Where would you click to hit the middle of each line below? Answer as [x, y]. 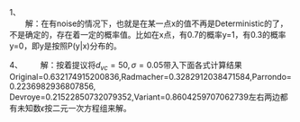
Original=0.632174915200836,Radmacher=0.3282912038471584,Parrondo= [151, 76]
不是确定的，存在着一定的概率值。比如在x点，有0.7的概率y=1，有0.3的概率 [148, 35]
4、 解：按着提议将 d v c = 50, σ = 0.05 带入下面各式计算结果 [126, 66]
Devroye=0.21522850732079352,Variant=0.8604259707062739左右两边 [145, 97]
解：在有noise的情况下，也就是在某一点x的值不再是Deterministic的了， [157, 23]
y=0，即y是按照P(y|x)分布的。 [65, 46]
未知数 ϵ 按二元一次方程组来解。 [74, 108]
